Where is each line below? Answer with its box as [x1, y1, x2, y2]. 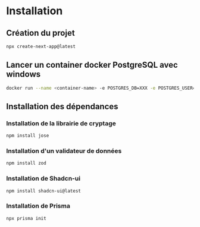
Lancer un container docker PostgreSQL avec [6, 60, 179, 70]
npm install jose [6, 133, 49, 139]
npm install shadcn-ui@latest [6, 188, 82, 194]
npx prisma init [6, 215, 46, 221]
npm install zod [6, 160, 46, 166]
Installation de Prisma [6, 202, 70, 210]
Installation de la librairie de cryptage [6, 119, 116, 127]
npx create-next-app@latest [6, 43, 76, 49]
